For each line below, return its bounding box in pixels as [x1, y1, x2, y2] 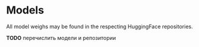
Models [6, 4, 44, 17]
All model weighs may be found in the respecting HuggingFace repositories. [6, 23, 193, 30]
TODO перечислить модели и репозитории [6, 34, 117, 41]
